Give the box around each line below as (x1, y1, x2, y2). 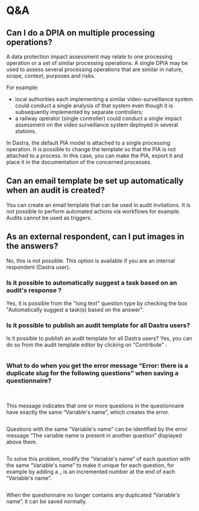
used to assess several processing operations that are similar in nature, (6, 66, 183, 73)
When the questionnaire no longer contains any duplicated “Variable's (6, 491, 180, 498)
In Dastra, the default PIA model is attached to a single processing (6, 139, 171, 146)
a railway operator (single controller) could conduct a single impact (14, 115, 182, 122)
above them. (6, 438, 37, 445)
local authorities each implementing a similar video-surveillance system (14, 96, 193, 102)
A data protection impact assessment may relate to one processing (6, 53, 173, 60)
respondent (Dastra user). (6, 263, 71, 271)
